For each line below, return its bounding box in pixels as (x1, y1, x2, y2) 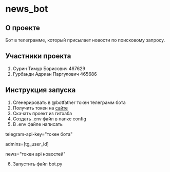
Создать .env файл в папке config (12, 116, 86, 122)
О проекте (5, 24, 40, 32)
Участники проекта (5, 52, 71, 60)
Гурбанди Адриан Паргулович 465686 (12, 71, 97, 77)
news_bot (5, 3, 48, 15)
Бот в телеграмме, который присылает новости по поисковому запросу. (5, 37, 165, 43)
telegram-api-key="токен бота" (5, 131, 73, 137)
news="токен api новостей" (5, 150, 66, 157)
